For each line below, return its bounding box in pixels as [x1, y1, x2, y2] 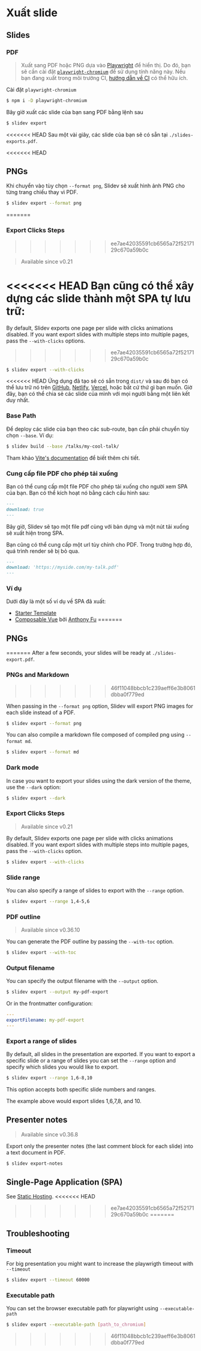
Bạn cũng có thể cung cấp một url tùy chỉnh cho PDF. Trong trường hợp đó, [6, 541, 193, 548]
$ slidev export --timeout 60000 [6, 1277, 90, 1283]
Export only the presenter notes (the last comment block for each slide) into [6, 1142, 194, 1150]
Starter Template [14, 610, 57, 617]
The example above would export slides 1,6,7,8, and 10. [6, 1097, 142, 1105]
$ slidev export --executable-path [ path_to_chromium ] [6, 1322, 146, 1328]
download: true [6, 506, 44, 512]
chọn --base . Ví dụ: [6, 431, 54, 439]
